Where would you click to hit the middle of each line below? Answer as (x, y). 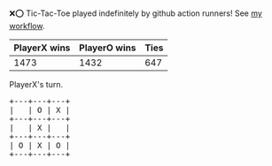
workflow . (27, 26)
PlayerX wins (42, 48)
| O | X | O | (40, 145)
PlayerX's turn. (36, 84)
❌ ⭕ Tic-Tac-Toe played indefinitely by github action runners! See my (136, 13)
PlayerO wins (108, 48)
